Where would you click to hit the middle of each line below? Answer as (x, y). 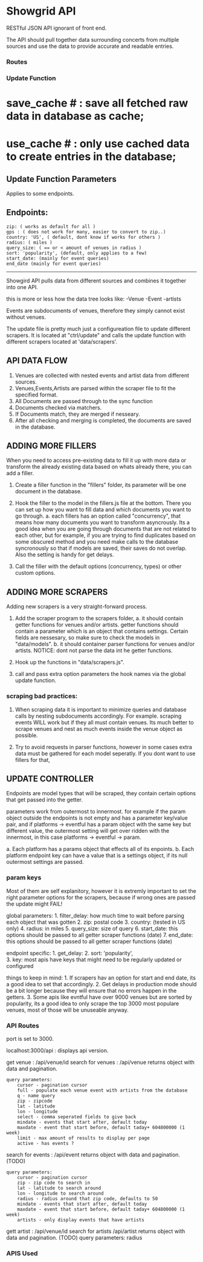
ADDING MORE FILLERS (51, 446)
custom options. (35, 573)
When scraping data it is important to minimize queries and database (101, 709)
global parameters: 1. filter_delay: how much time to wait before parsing (95, 915)
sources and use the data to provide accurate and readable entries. (90, 46)
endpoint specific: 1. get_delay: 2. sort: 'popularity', (70, 953)
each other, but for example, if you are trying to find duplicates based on (105, 535)
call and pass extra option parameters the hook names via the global (100, 674)
